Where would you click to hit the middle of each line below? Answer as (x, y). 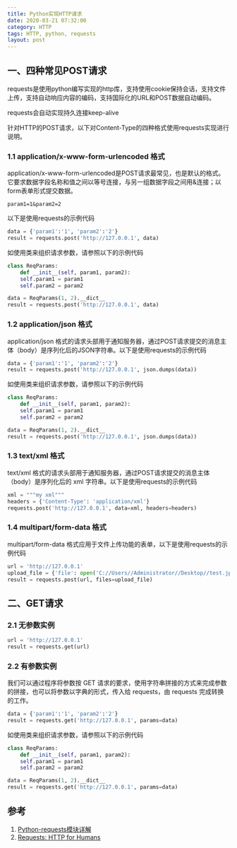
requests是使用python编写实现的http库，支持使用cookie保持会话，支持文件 (117, 88)
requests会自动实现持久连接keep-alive (63, 112)
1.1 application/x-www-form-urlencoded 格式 (86, 156)
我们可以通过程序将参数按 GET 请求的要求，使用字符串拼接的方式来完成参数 (117, 683)
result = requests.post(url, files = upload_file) (80, 580)
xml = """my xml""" (36, 495)
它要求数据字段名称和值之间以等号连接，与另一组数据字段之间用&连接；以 (115, 182)
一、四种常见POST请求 (57, 70)
